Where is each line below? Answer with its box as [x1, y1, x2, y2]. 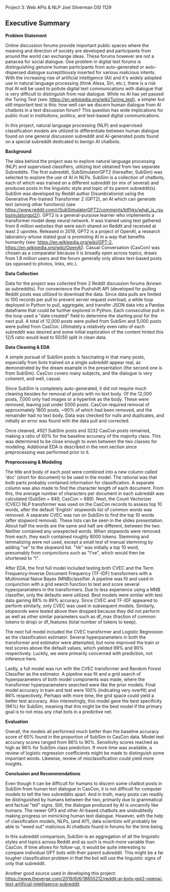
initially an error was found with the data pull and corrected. [5, 417, 130, 423]
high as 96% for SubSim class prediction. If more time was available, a [5, 744, 152, 750]
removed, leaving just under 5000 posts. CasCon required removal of [5, 401, 150, 408]
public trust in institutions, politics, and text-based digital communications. [5, 112, 160, 118]
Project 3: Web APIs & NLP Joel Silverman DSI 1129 [5, 5, 112, 10]
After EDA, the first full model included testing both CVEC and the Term [5, 565, 154, 571]
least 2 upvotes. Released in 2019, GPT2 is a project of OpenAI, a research [5, 228, 160, 234]
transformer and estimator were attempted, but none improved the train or [5, 639, 160, 645]
